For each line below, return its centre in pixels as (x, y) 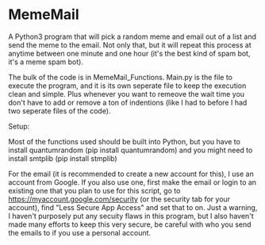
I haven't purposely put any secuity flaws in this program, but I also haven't (131, 216)
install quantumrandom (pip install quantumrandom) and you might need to (131, 150)
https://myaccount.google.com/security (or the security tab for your (119, 199)
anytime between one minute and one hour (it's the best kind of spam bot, (129, 53)
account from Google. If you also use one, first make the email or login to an (132, 182)
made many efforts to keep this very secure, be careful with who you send (130, 224)
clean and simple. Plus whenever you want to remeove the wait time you (126, 94)
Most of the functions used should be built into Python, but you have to (124, 141)
